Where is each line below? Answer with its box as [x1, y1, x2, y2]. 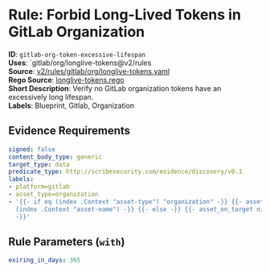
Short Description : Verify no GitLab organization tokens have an [8, 83, 222, 93]
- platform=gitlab [8, 183, 70, 191]
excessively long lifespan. [8, 92, 94, 101]
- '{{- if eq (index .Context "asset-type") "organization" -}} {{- [8, 197, 243, 206]
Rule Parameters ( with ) [8, 235, 125, 249]
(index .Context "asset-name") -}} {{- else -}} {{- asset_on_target [15, 205, 253, 213]
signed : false [8, 145, 56, 154]
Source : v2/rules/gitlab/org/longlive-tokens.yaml [8, 66, 170, 76]
